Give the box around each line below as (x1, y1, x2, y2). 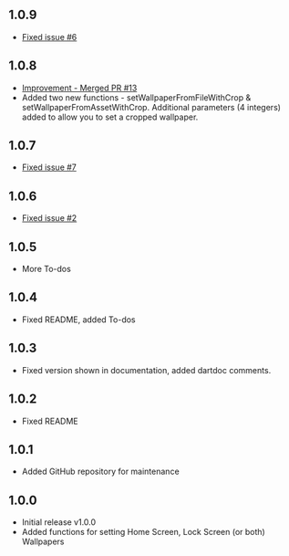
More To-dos (21, 264, 72, 275)
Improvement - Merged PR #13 (21, 82, 138, 93)
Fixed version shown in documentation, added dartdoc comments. (21, 364, 272, 375)
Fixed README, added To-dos (21, 314, 136, 325)
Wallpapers (21, 536, 65, 547)
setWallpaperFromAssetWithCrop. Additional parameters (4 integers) (21, 101, 282, 112)
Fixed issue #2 (21, 213, 77, 224)
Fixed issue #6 (21, 31, 77, 42)
